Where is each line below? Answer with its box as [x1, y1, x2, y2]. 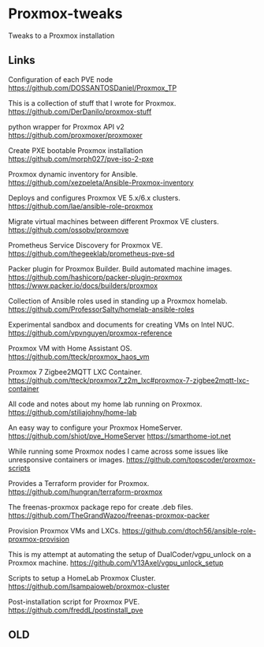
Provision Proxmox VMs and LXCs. [8, 525, 121, 535]
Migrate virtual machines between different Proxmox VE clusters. [8, 216, 219, 226]
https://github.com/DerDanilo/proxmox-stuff [8, 107, 152, 116]
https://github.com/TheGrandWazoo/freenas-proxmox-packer [8, 510, 210, 520]
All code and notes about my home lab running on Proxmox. [8, 399, 203, 409]
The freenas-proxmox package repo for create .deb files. [8, 502, 194, 511]
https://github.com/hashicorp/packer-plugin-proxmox [8, 272, 183, 282]
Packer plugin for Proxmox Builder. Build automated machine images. [8, 264, 232, 273]
